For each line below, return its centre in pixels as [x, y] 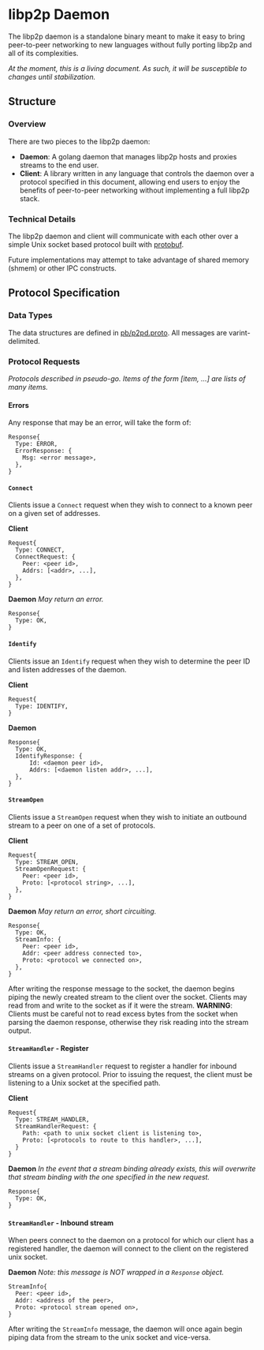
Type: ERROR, [37, 444]
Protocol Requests [44, 361]
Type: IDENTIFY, [42, 706]
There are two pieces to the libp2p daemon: [79, 141]
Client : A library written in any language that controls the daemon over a [137, 173]
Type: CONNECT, [40, 550]
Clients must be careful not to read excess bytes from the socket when [123, 1013]
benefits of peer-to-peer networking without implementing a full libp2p [134, 190]
